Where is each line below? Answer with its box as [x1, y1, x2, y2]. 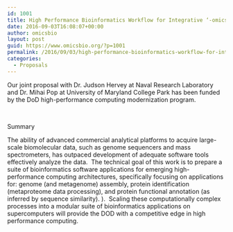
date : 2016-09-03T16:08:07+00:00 [7, 23, 104, 30]
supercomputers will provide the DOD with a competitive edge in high [7, 209, 206, 217]
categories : [7, 55, 42, 62]
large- [199, 136, 217, 144]
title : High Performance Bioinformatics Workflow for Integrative [7, 17, 203, 24]
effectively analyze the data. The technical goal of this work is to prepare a [7, 157, 223, 166]
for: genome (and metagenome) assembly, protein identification [7, 179, 189, 188]
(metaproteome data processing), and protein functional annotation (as [7, 187, 210, 195]
